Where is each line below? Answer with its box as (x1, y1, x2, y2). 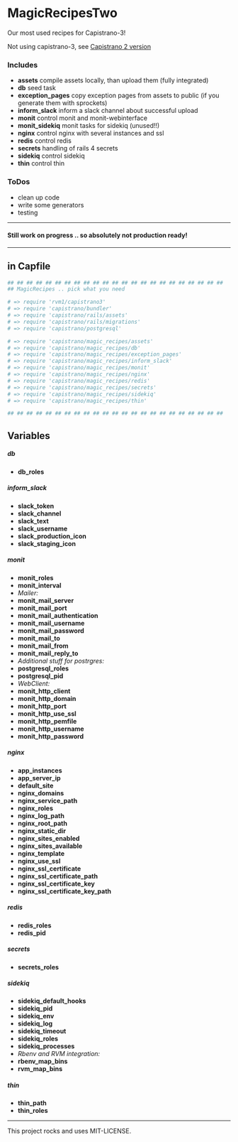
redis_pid (17, 928, 46, 937)
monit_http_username (17, 724, 84, 733)
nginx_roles (17, 804, 54, 812)
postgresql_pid (17, 671, 64, 680)
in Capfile (7, 261, 51, 273)
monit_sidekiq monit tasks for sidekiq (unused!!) (17, 121, 160, 130)
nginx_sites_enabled (17, 834, 80, 842)
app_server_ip (17, 773, 62, 782)
